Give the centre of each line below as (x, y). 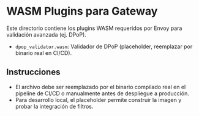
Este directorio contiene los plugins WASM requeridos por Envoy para (94, 28)
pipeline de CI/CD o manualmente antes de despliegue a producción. (102, 93)
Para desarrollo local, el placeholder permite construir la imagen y (98, 100)
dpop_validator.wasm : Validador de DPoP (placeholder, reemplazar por (104, 46)
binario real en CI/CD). (43, 53)
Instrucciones (33, 72)
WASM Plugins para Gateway (82, 11)
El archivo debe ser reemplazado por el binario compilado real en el (100, 87)
